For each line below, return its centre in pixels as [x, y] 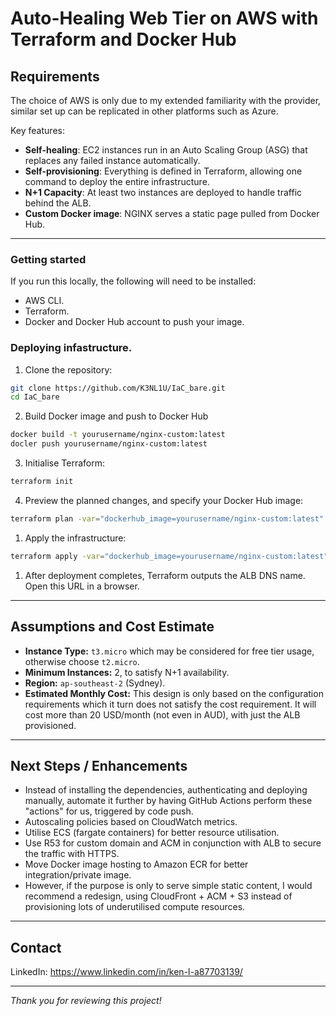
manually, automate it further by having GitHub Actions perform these [168, 801]
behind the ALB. [58, 203]
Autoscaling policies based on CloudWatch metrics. [131, 822]
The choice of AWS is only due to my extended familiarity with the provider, [166, 100]
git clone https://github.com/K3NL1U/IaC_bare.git [118, 388]
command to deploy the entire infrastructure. [117, 181]
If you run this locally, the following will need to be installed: [133, 281]
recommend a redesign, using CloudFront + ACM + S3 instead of [158, 896]
